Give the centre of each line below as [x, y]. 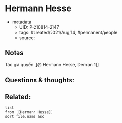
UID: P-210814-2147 [39, 27]
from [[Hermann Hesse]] [29, 112]
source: [27, 38]
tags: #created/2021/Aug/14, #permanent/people [68, 32]
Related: [18, 96]
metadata [22, 22]
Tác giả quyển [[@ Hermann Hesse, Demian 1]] [52, 64]
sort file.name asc [25, 116]
